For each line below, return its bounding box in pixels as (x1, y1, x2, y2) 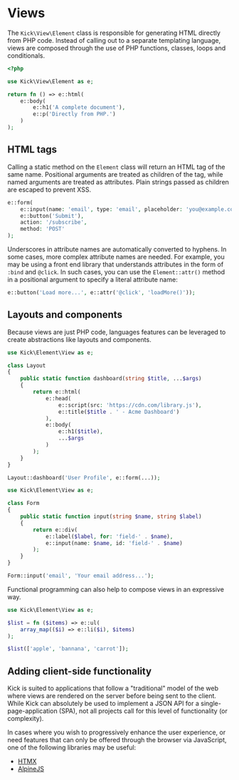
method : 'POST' (20, 226, 65, 233)
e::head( (45, 395, 72, 402)
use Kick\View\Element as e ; (7, 78, 94, 85)
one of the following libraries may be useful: (7, 743, 137, 752)
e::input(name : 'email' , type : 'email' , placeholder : (20, 205, 183, 213)
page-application (7, 707, 58, 715)
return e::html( (33, 388, 81, 396)
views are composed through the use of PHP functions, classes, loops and (7, 43, 226, 52)
